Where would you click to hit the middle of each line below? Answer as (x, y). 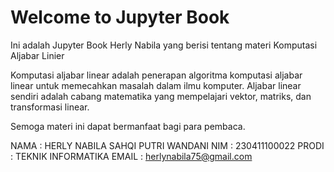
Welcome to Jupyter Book (120, 17)
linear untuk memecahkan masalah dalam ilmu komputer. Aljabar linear (156, 85)
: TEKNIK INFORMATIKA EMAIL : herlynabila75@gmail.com (131, 156)
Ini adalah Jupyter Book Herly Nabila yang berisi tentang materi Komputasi (164, 45)
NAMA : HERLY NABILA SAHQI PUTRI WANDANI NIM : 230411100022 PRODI (167, 145)
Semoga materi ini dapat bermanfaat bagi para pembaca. (128, 126)
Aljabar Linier (37, 55)
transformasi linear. (50, 107)
